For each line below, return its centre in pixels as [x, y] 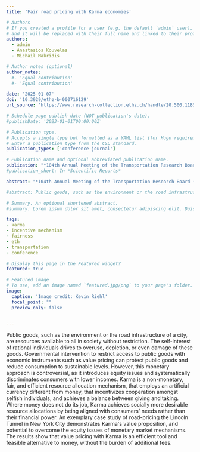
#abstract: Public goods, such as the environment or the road [86, 192]
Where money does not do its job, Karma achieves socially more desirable [97, 405]
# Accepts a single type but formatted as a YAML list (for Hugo [89, 138]
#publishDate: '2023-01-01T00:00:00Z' [54, 121]
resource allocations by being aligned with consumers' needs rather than [96, 411]
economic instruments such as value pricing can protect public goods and [97, 360]
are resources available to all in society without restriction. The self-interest [99, 342]
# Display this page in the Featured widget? [63, 263]
